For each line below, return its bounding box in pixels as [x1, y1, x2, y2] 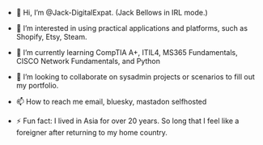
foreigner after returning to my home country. [15, 128, 168, 137]
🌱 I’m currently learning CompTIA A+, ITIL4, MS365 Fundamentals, [15, 48, 239, 57]
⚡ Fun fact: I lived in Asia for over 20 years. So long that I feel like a [15, 116, 240, 126]
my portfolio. [15, 81, 59, 90]
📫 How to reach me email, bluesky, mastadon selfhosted [15, 97, 207, 106]
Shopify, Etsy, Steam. [15, 32, 87, 41]
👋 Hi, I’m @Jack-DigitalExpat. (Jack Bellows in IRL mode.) [15, 8, 208, 17]
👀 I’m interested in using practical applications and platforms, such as [15, 23, 248, 32]
